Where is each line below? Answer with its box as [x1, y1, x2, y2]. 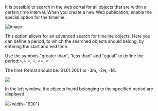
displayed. [5, 91, 26, 96]
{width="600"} [10, 101, 40, 107]
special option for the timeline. [5, 15, 66, 20]
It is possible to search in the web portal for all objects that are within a [5, 4, 147, 10]
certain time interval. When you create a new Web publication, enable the [5, 9, 152, 15]
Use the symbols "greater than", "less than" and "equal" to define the [5, 53, 144, 59]
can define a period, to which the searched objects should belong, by [5, 38, 144, 44]
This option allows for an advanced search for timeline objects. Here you [5, 33, 151, 39]
